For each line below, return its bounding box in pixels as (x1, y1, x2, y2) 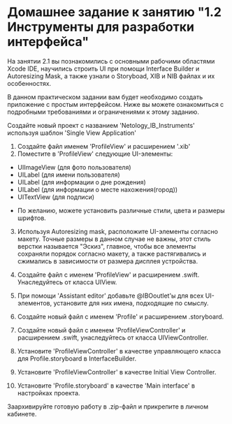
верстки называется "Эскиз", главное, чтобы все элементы (17, 242, 196, 250)
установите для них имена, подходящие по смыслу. (53, 298, 209, 307)
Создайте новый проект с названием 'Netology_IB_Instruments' (7, 121, 196, 129)
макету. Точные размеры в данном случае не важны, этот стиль (17, 235, 211, 243)
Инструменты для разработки (7, 19, 194, 35)
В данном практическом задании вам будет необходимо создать (7, 92, 203, 101)
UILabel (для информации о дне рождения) (17, 177, 147, 186)
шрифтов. (17, 214, 47, 222)
